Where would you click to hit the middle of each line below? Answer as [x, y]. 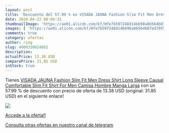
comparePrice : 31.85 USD [31, 61]
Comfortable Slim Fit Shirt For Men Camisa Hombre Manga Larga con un [80, 85]
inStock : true [20, 66]
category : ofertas [24, 38]
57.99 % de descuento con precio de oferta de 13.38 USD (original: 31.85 [81, 91]
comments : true [21, 33]
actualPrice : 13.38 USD [30, 56]
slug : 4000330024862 [27, 47]
